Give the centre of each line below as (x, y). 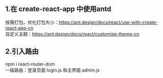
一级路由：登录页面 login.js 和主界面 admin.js (52, 70)
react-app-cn (19, 28)
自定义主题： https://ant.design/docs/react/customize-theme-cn (72, 34)
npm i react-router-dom (30, 64)
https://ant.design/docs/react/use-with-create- (108, 22)
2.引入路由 (22, 51)
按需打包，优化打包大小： (32, 22)
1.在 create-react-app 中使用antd (58, 9)
